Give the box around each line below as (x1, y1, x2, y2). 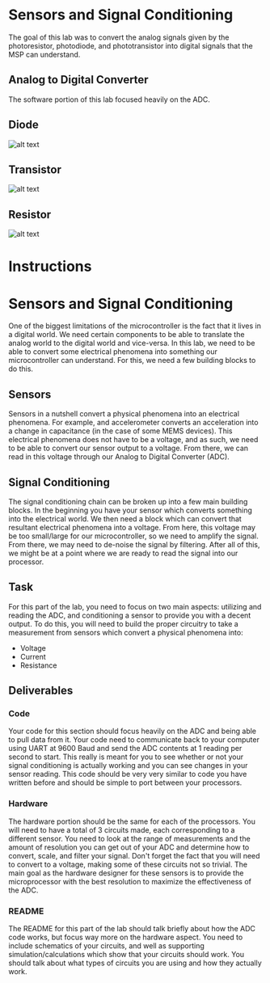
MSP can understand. (8, 49, 81, 59)
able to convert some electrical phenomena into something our (8, 347, 218, 356)
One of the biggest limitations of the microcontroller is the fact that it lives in (8, 321, 261, 331)
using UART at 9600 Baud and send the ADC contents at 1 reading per (8, 744, 243, 753)
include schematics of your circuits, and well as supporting (8, 941, 205, 951)
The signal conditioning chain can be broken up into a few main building (8, 496, 248, 506)
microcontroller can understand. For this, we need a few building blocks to (8, 356, 256, 365)
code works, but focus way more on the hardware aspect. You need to (8, 932, 243, 943)
